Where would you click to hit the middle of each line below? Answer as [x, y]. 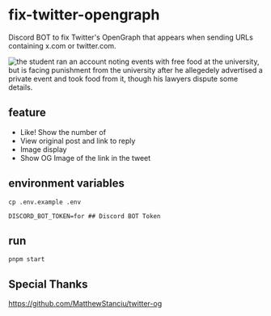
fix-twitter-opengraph [84, 15]
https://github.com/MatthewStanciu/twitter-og [85, 304]
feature [28, 113]
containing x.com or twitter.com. [62, 45]
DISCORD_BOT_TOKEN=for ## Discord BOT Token [85, 216]
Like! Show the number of [63, 132]
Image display [43, 149]
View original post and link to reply [78, 141]
